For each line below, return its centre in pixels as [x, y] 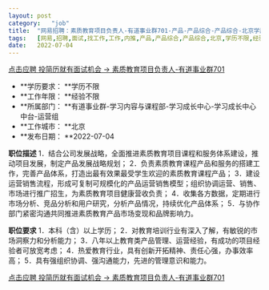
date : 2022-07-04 [41, 46]
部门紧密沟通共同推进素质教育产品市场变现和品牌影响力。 [103, 214]
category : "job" [39, 23]
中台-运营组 [39, 116]
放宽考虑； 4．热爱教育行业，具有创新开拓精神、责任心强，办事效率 [141, 251]
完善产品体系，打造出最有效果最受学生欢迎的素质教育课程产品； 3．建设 [141, 174]
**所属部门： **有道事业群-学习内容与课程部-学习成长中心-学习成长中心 [138, 107]
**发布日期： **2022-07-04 [67, 136]
